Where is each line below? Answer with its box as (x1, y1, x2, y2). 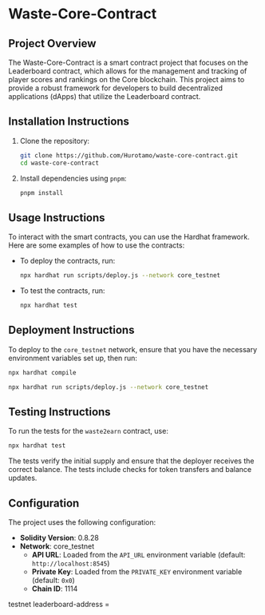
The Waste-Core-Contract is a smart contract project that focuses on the (8, 58, 249, 67)
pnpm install (19, 188, 64, 196)
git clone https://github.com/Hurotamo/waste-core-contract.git (19, 151, 239, 160)
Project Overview (8, 37, 97, 50)
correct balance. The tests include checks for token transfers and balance (8, 465, 252, 474)
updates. (8, 473, 38, 483)
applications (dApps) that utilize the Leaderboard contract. (8, 92, 201, 101)
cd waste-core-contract (19, 159, 100, 167)
